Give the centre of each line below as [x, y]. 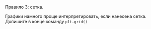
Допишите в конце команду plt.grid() [46, 22]
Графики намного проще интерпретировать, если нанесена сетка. [76, 16]
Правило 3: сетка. [24, 7]
